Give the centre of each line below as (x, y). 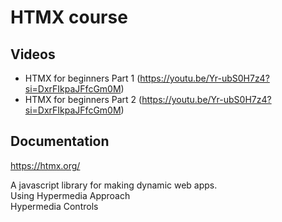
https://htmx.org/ (45, 165)
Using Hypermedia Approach (70, 195)
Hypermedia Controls (54, 206)
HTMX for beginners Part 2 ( (83, 99)
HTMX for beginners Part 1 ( (82, 78)
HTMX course (69, 17)
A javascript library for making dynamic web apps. (114, 185)
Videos (33, 54)
